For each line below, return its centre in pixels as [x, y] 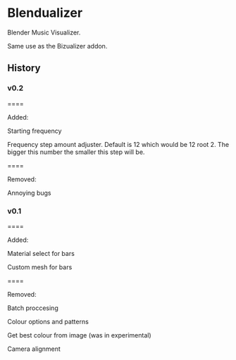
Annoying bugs [29, 193]
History [24, 68]
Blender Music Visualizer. [44, 32]
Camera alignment [34, 349]
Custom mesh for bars [40, 267]
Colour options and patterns [48, 321]
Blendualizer [45, 13]
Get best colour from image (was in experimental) [79, 335]
